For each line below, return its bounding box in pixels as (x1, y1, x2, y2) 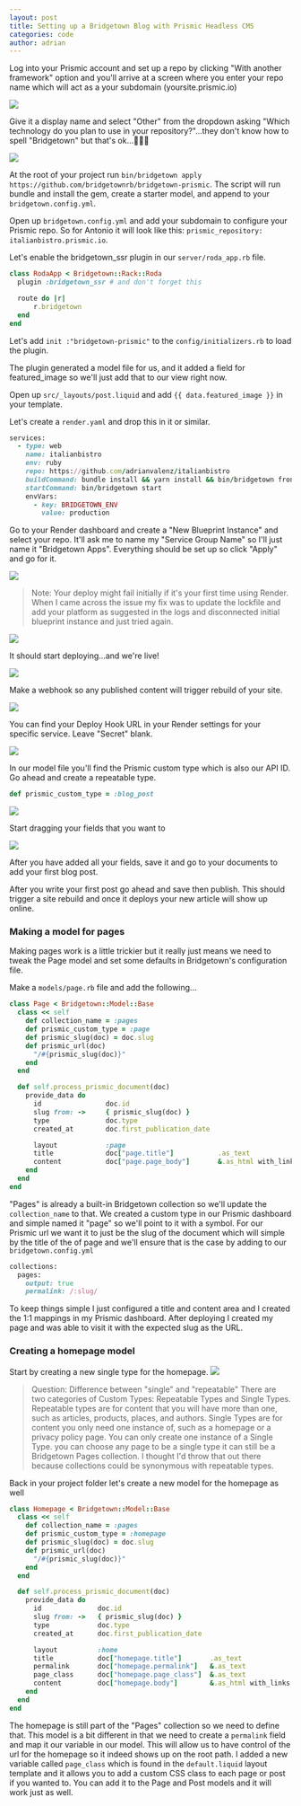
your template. (9, 399, 63, 410)
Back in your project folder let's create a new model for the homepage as (9, 1477, 279, 1488)
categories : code (9, 30, 74, 39)
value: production (41, 508, 110, 517)
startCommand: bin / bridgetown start (25, 483, 163, 492)
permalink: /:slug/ (25, 1287, 99, 1296)
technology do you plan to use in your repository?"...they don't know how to (9, 126, 289, 137)
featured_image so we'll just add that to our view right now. (9, 372, 228, 383)
